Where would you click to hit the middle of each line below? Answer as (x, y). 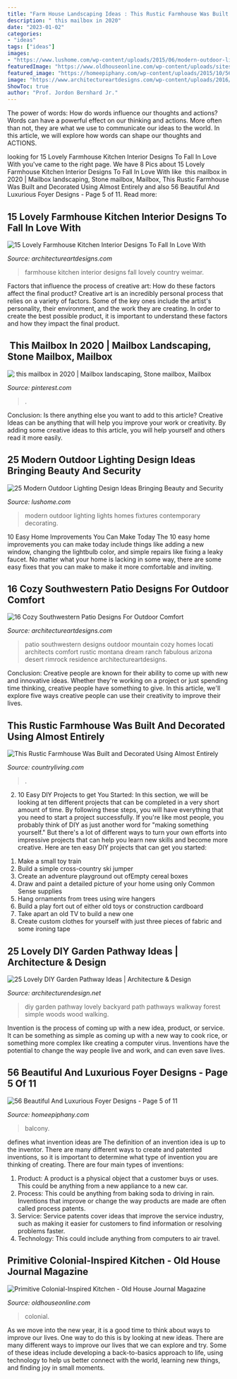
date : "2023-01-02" (36, 27)
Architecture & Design (57, 962)
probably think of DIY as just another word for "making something (113, 825)
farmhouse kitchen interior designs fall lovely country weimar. (114, 272)
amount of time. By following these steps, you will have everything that (120, 810)
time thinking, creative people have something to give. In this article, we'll (114, 688)
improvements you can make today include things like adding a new (106, 544)
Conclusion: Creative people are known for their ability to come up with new (117, 673)
